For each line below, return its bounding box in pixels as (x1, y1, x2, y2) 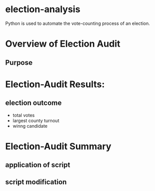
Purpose (5, 58, 33, 67)
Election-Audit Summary (5, 140, 111, 152)
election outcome (5, 99, 62, 107)
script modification (5, 178, 67, 186)
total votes (12, 112, 35, 118)
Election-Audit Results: (5, 79, 105, 90)
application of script (5, 161, 70, 169)
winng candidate (12, 123, 48, 129)
